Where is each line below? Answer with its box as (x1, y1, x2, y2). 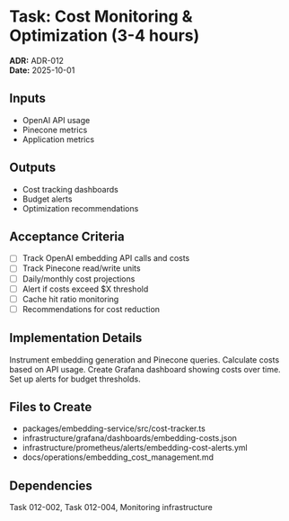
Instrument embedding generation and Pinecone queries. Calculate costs (9, 354, 280, 365)
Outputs (9, 160, 57, 175)
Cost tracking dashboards (22, 184, 118, 194)
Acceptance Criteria (9, 229, 125, 244)
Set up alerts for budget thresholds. (9, 373, 141, 384)
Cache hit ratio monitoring (22, 293, 119, 304)
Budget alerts (22, 193, 73, 204)
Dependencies (9, 478, 92, 493)
